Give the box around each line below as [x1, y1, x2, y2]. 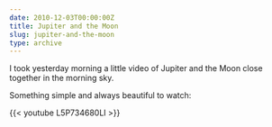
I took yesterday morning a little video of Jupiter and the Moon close [9, 63, 263, 74]
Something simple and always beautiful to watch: [9, 90, 192, 101]
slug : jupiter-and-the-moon [9, 30, 115, 39]
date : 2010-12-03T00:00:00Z [9, 13, 115, 23]
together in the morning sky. [9, 73, 114, 84]
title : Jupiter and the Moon [9, 22, 119, 31]
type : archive [9, 38, 63, 48]
